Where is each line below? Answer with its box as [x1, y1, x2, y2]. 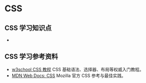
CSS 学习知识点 [4, 24, 52, 32]
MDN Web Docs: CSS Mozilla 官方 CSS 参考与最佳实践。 [11, 72, 126, 79]
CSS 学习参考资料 [4, 53, 58, 61]
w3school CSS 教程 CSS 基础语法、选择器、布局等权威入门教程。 [11, 66, 144, 72]
